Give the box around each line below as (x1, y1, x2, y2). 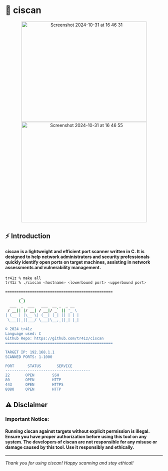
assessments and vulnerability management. (5, 264, 101, 270)
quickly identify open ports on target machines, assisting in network (5, 259, 150, 265)
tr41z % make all (5, 276, 41, 281)
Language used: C (5, 331, 41, 336)
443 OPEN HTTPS (5, 382, 64, 387)
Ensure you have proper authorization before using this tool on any (5, 433, 147, 439)
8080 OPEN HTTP (5, 387, 61, 392)
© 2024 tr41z (5, 326, 32, 332)
